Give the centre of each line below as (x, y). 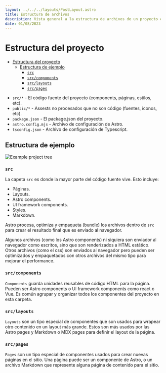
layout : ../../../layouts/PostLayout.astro (51, 10)
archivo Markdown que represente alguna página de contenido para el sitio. (82, 365)
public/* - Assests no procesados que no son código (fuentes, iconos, (84, 108)
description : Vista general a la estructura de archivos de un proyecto (82, 19)
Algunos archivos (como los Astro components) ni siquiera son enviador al (81, 240)
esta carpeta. (19, 299)
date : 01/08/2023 (23, 24)
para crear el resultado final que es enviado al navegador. (64, 230)
